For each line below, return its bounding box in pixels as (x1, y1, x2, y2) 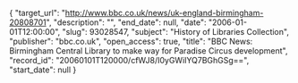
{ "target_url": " (9, 8, 65, 18)
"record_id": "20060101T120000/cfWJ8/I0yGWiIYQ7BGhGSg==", (9, 55, 250, 65)
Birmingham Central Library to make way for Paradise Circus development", (9, 46, 288, 56)
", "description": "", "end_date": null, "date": (46, 17, 207, 28)
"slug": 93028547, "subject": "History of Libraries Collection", (62, 27, 289, 37)
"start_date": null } (9, 64, 77, 75)
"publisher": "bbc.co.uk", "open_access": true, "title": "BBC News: (9, 36, 253, 46)
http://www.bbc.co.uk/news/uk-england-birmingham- (64, 8, 264, 18)
